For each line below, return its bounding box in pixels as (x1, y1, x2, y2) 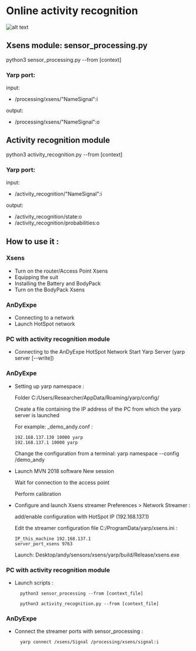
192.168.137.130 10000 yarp (14, 434, 83, 440)
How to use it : (6, 236, 60, 246)
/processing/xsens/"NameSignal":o (14, 119, 100, 126)
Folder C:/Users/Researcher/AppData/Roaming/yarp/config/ (14, 394, 160, 401)
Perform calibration (14, 490, 61, 497)
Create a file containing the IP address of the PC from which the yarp (14, 405, 181, 412)
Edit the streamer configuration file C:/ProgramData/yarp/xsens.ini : (14, 524, 178, 531)
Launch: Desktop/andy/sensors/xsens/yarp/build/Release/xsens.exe (14, 551, 180, 558)
